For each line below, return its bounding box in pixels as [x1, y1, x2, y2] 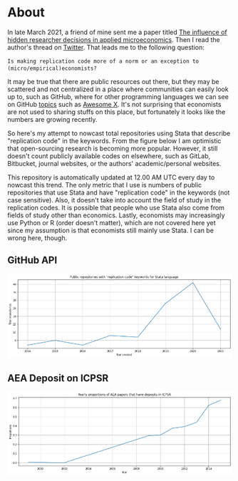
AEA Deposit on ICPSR [7, 372, 109, 384]
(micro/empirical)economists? [7, 65, 98, 72]
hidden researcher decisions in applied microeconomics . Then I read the [7, 35, 221, 43]
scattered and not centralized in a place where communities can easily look [7, 85, 229, 93]
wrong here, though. [7, 233, 68, 242]
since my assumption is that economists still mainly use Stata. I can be [7, 226, 214, 234]
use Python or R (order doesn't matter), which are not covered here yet [7, 218, 216, 227]
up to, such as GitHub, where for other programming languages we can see [7, 92, 229, 100]
